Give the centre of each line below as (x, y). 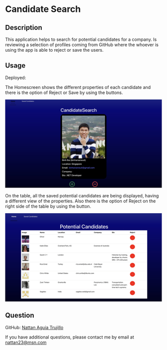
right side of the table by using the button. (48, 206)
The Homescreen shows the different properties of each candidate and (78, 87)
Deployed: (16, 78)
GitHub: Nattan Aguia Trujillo (34, 327)
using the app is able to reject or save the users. (54, 50)
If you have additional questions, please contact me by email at (70, 337)
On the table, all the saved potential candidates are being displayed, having (82, 196)
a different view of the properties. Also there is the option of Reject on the (81, 201)
